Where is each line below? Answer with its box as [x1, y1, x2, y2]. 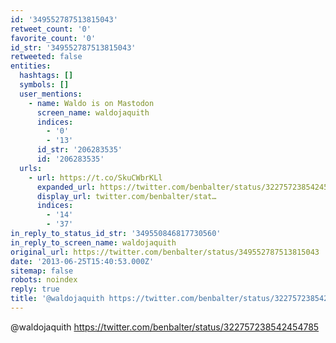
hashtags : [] [19, 71, 74, 81]
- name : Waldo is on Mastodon [28, 98, 155, 108]
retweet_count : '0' [10, 24, 92, 34]
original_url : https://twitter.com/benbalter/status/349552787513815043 [10, 247, 320, 257]
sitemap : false [10, 266, 74, 276]
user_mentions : [19, 89, 83, 99]
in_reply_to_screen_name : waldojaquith [10, 237, 177, 248]
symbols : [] [19, 80, 70, 90]
